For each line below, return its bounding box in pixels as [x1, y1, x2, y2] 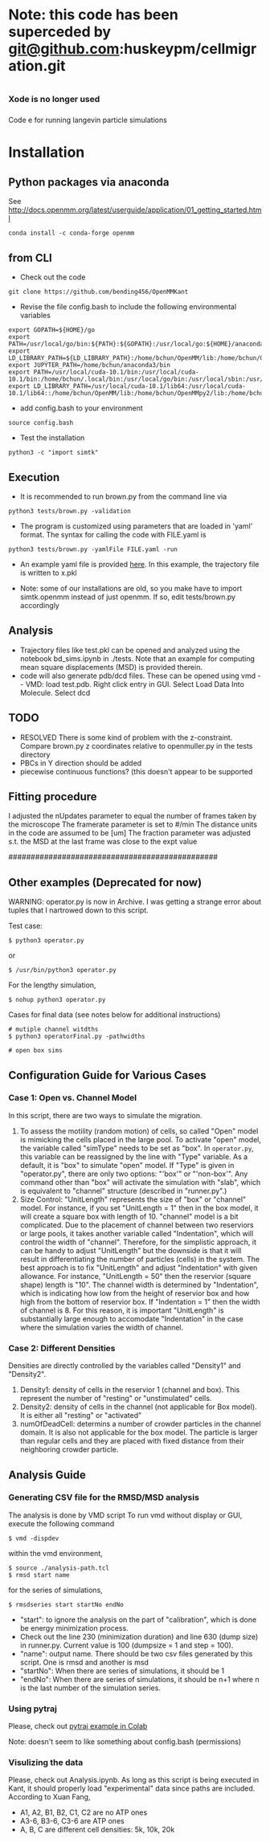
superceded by [8, 22, 111, 41]
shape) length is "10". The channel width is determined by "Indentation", [19, 1280, 259, 1289]
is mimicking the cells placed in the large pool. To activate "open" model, [19, 1134, 261, 1144]
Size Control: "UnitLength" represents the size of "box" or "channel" [19, 1195, 247, 1204]
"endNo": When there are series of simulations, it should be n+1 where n [19, 1674, 260, 1684]
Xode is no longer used [8, 94, 100, 105]
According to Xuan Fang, [8, 1792, 91, 1802]
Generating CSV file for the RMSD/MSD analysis [8, 1492, 199, 1503]
